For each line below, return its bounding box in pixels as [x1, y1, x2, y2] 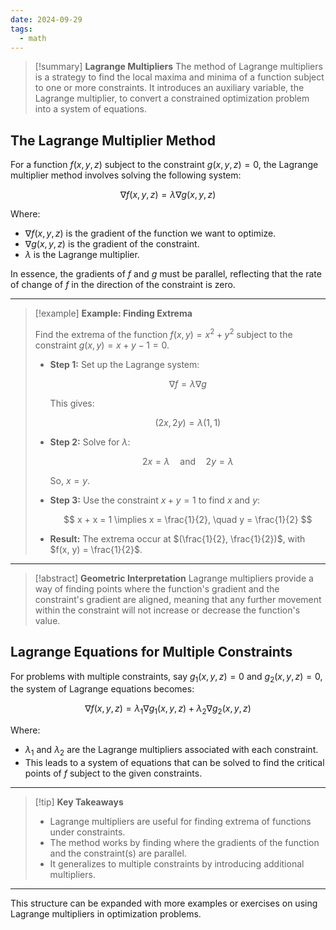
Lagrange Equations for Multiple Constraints [10, 644, 293, 661]
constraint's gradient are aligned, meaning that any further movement [34, 593, 322, 605]
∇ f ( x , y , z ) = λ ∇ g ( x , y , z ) [119, 189, 217, 201]
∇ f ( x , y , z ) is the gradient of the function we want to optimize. [24, 227, 277, 240]
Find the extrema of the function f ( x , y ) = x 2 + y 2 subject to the [34, 327, 293, 340]
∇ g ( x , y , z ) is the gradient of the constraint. [24, 238, 200, 250]
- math [19, 33, 47, 43]
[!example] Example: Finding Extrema [34, 307, 193, 320]
